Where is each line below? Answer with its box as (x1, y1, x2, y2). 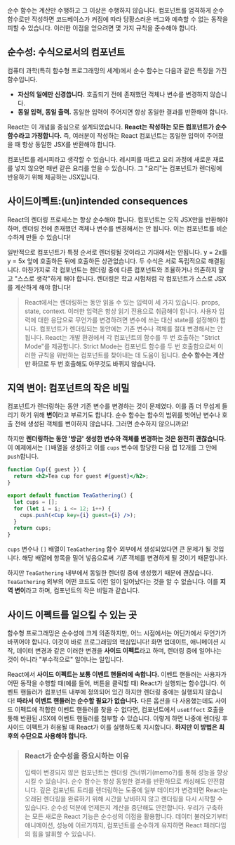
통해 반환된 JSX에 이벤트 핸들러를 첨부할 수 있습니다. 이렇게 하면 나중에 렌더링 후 (7, 714, 228, 723)
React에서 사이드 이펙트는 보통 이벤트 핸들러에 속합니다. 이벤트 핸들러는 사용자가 (7, 671, 227, 678)
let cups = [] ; (13, 498, 58, 505)
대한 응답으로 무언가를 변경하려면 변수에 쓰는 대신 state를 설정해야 (37, 315, 219, 324)
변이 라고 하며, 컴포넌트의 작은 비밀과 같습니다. (14, 586, 140, 595)
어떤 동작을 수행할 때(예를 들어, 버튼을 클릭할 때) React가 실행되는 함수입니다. (7, 679, 219, 687)
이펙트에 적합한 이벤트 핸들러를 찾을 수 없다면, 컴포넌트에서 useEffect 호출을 (14, 706, 224, 713)
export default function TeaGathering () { (7, 492, 133, 500)
